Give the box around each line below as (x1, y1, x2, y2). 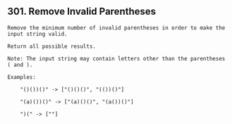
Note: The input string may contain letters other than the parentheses (7, 55, 226, 62)
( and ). (7, 61, 33, 68)
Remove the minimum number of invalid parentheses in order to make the (7, 24, 226, 31)
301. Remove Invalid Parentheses (7, 6, 157, 18)
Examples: (7, 73, 37, 80)
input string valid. (7, 30, 68, 37)
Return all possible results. (7, 42, 97, 50)
